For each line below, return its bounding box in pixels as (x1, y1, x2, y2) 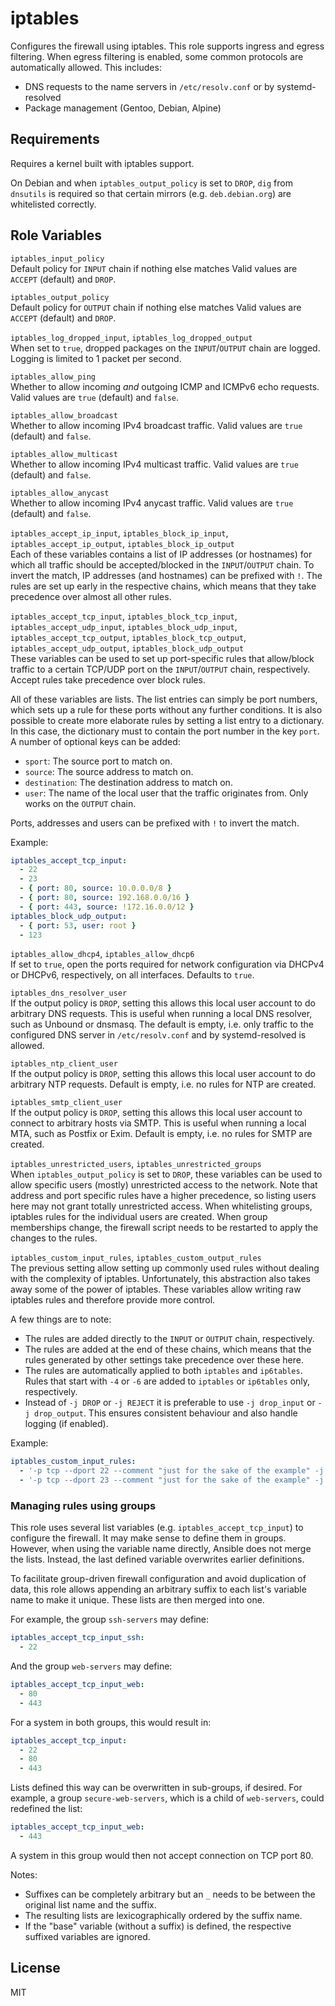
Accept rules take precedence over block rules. (10, 673, 206, 686)
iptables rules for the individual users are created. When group (10, 1211, 268, 1223)
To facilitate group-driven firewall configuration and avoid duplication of (10, 1573, 307, 1585)
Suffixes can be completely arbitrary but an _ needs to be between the (24, 1888, 316, 1900)
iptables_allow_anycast (10, 488, 110, 498)
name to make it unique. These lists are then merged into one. (10, 1594, 265, 1606)
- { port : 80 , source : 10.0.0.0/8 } (19, 883, 172, 894)
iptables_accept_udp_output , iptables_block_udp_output (10, 642, 245, 654)
